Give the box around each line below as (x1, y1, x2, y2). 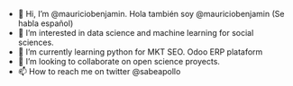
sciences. (17, 37, 54, 47)
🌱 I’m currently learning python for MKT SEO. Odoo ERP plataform (17, 47, 263, 57)
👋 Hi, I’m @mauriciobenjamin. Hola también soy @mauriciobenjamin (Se (17, 9, 285, 19)
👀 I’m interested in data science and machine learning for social (17, 28, 254, 38)
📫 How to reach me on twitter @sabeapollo (17, 66, 181, 76)
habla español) (17, 18, 74, 29)
